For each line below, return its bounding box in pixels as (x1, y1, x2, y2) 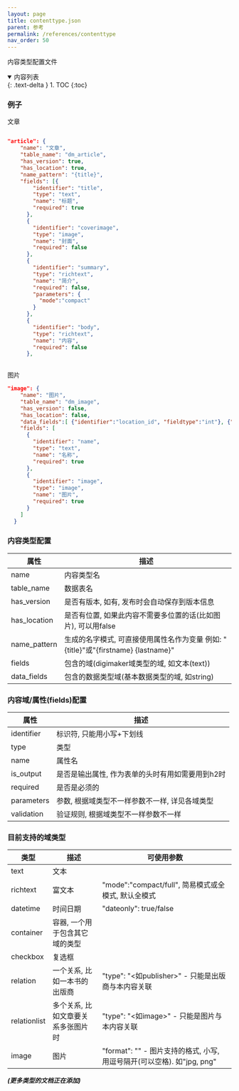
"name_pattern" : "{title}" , (20, 171, 103, 179)
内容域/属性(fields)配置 (7, 695, 87, 705)
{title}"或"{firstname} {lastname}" (63, 645, 175, 655)
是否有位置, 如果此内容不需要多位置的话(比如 (63, 610, 213, 620)
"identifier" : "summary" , (33, 264, 110, 271)
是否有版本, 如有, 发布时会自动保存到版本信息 (63, 597, 215, 607)
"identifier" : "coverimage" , (33, 224, 119, 231)
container (11, 927, 43, 937)
